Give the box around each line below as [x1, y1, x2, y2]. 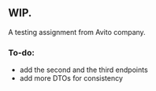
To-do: [8, 47, 35, 58]
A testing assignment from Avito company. [8, 27, 146, 36]
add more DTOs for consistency [19, 74, 124, 83]
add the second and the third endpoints [19, 65, 148, 74]
